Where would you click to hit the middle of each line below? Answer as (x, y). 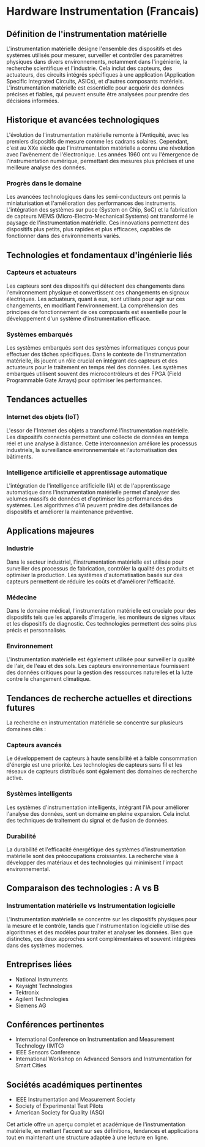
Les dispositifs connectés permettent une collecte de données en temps (97, 437)
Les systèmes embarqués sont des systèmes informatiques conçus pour (98, 348)
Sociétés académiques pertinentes (74, 1085)
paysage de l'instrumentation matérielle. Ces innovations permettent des (98, 223)
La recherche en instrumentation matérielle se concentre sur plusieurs (95, 723)
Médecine (22, 597)
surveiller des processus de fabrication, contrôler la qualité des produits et (100, 568)
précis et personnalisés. (37, 631)
